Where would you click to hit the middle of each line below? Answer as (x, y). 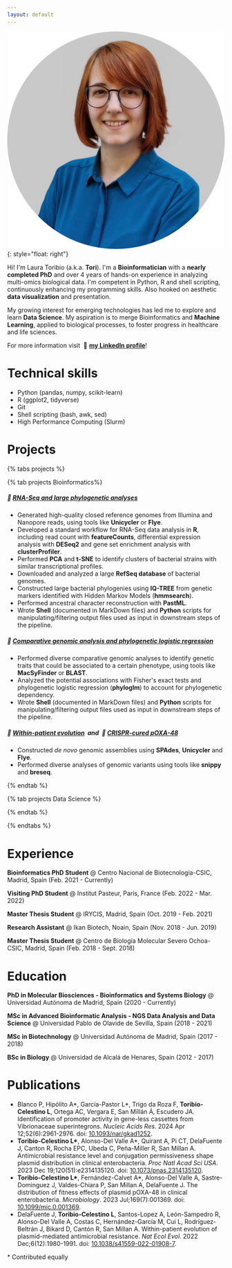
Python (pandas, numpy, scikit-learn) (70, 392)
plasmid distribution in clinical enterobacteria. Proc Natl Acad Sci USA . (118, 1163)
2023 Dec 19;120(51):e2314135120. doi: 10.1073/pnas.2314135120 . (110, 1171)
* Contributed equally (38, 1257)
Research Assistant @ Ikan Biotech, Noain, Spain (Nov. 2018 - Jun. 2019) (112, 928)
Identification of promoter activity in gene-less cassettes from (105, 1119)
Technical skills (52, 373)
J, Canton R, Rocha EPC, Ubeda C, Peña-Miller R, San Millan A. (106, 1149)
